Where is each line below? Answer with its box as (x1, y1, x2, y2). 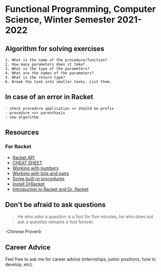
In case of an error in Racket (5, 93, 93, 101)
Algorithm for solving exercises (5, 44, 105, 53)
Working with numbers (12, 165, 59, 171)
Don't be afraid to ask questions (5, 200, 106, 209)
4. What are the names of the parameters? (5, 71, 94, 76)
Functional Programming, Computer (5, 3, 156, 15)
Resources (5, 128, 39, 137)
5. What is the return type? (5, 75, 65, 80)
